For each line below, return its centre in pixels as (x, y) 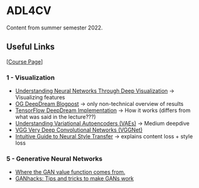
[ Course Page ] (25, 61)
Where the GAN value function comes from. (70, 172)
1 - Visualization (31, 77)
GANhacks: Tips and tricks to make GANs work (74, 179)
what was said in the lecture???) (56, 117)
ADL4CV (29, 11)
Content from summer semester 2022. (55, 28)
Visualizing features (40, 97)
